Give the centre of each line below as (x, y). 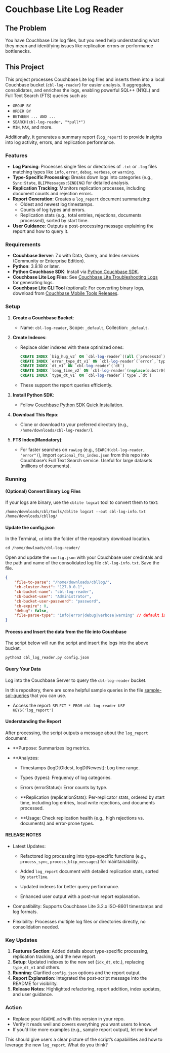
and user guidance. (33, 995)
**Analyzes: (26, 758)
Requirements (23, 245)
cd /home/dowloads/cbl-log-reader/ (43, 548)
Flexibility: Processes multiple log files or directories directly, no (79, 921)
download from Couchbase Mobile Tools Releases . (66, 293)
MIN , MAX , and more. (33, 127)
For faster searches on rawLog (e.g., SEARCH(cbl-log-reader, (83, 450)
